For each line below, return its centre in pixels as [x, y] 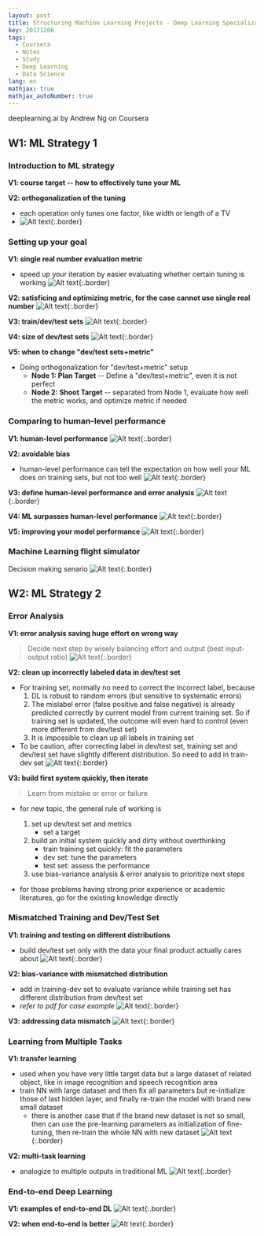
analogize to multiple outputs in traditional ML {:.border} [125, 1171]
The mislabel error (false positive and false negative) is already [133, 704]
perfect [43, 384]
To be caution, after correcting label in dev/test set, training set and [128, 746]
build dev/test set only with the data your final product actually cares [130, 950]
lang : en [22, 81]
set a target [62, 832]
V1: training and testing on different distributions [89, 934]
